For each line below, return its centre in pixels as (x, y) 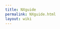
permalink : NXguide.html (30, 14)
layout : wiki (18, 19)
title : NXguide (21, 10)
